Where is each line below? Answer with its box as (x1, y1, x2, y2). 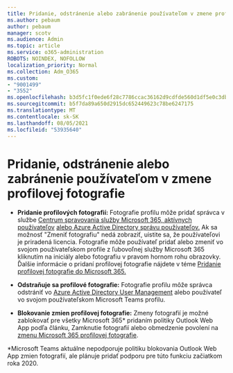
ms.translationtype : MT (7, 107, 76, 114)
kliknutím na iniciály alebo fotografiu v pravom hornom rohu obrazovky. (17, 252, 221, 261)
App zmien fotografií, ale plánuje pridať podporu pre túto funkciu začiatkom (7, 352, 223, 361)
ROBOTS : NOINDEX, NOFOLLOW (7, 55, 85, 62)
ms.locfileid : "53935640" (7, 126, 82, 133)
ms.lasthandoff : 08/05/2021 (7, 119, 89, 127)
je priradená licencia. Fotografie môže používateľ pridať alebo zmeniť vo (17, 238, 224, 246)
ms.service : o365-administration (7, 49, 104, 56)
